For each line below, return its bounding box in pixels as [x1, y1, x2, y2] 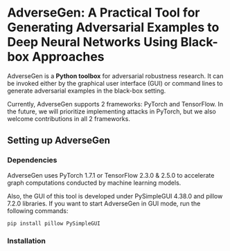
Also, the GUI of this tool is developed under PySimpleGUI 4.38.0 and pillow [7, 192, 223, 200]
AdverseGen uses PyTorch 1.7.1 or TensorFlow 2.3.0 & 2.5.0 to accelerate [7, 171, 215, 179]
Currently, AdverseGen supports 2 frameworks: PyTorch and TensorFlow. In [7, 100, 224, 108]
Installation [7, 236, 46, 245]
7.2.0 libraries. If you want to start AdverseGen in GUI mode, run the [7, 199, 201, 207]
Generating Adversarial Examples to [7, 19, 220, 35]
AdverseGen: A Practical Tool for [7, 5, 200, 21]
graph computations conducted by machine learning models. [7, 178, 182, 187]
